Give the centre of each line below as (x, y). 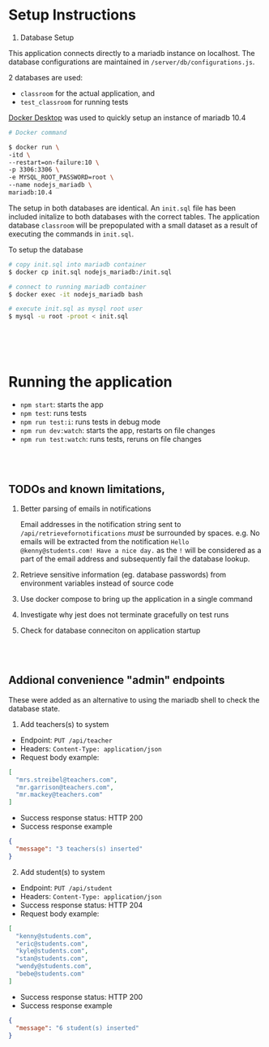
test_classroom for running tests (74, 102)
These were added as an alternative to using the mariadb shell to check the (134, 699)
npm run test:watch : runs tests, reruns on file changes (111, 439)
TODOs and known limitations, (87, 489)
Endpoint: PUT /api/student (66, 888)
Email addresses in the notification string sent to (100, 524)
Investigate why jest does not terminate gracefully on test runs (124, 614)
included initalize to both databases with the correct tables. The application (134, 216)
